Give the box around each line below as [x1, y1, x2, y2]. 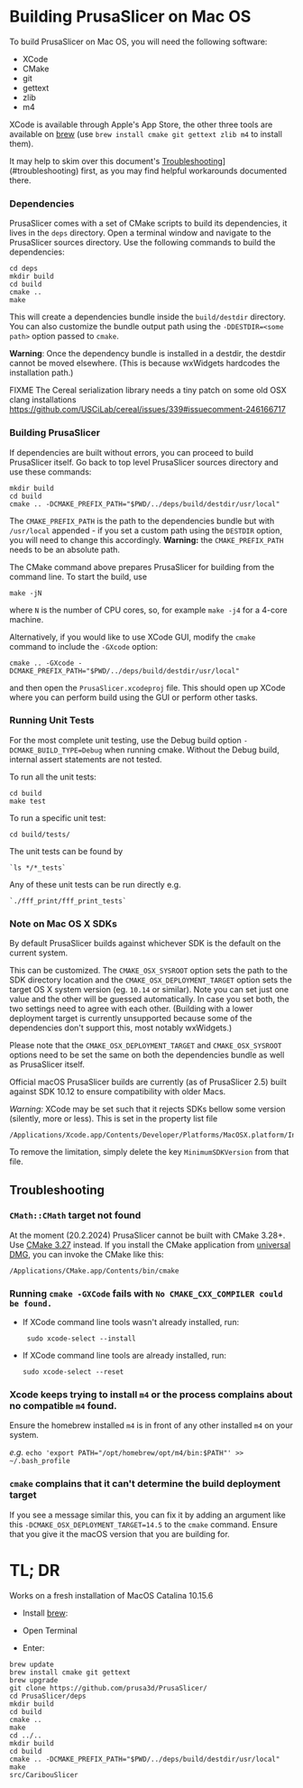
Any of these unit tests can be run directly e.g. [9, 879, 182, 889]
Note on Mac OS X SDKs [9, 917, 117, 930]
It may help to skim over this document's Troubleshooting [9, 155, 224, 166]
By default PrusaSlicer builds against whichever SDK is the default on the [9, 938, 281, 949]
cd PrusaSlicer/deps [9, 1691, 87, 1700]
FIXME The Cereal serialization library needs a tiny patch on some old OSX [9, 385, 287, 396]
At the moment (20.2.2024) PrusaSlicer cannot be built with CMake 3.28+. [9, 1230, 286, 1240]
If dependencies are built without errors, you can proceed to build [9, 447, 254, 457]
